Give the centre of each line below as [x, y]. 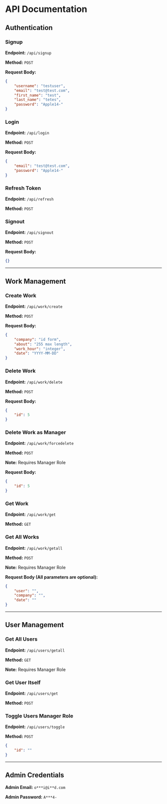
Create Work [21, 295]
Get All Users [21, 639]
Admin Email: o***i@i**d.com [35, 787]
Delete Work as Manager [36, 432]
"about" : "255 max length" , [43, 344]
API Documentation [46, 9]
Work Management [36, 281]
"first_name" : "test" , [38, 95]
